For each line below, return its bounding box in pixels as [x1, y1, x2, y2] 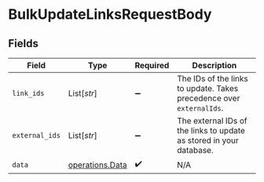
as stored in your [176, 135, 240, 146]
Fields [8, 37, 39, 50]
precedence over [176, 93, 240, 104]
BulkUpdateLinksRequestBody [8, 5, 212, 24]
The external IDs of [176, 115, 247, 126]
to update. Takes [176, 83, 238, 93]
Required [134, 60, 170, 71]
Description [192, 60, 237, 71]
